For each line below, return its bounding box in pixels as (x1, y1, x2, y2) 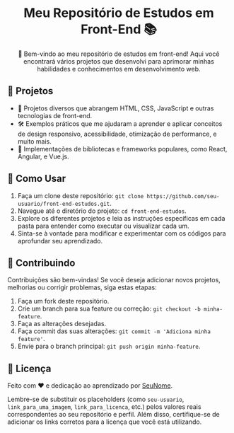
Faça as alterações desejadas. (17, 320, 107, 328)
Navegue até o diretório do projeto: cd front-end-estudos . (17, 207, 187, 215)
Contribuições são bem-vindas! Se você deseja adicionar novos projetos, (7, 276, 221, 284)
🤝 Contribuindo (7, 257, 76, 269)
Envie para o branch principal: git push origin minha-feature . (17, 342, 201, 351)
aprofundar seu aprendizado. (17, 236, 103, 245)
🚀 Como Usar (7, 173, 66, 185)
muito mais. (17, 137, 52, 146)
